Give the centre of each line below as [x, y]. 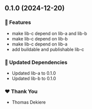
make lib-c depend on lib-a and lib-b [49, 33]
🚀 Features [18, 22]
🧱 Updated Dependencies [36, 62]
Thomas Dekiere [29, 102]
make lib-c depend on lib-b [40, 38]
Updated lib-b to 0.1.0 [34, 78]
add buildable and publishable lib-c [48, 49]
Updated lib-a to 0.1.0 [34, 73]
